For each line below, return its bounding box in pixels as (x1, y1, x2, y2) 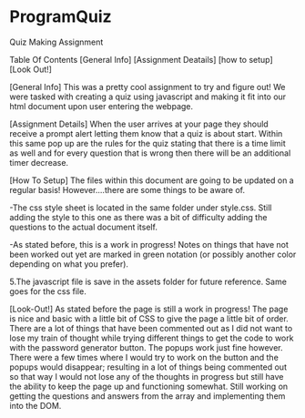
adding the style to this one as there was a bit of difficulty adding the (9, 211, 268, 222)
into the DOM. (9, 400, 62, 411)
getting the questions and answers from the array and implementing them (9, 390, 286, 402)
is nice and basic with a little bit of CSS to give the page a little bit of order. (9, 312, 289, 324)
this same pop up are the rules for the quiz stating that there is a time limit (9, 138, 287, 148)
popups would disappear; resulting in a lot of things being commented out (9, 362, 287, 372)
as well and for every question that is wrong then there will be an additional (9, 148, 291, 158)
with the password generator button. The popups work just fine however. (9, 342, 284, 352)
